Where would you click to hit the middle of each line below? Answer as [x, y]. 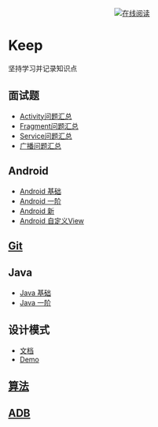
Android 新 [37, 211]
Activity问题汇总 [46, 116]
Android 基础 [40, 191]
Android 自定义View [52, 220]
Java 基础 [35, 293]
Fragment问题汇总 [49, 125]
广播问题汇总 [40, 145]
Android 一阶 [40, 200]
